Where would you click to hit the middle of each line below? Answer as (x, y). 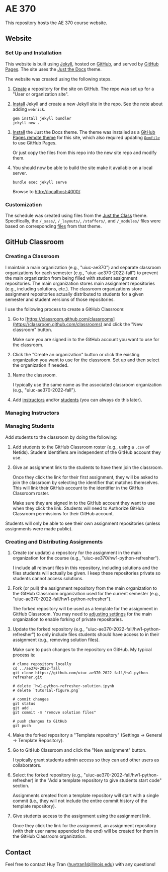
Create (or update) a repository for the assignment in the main (77, 553)
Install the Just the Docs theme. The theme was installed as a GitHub (84, 132)
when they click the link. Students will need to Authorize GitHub (78, 508)
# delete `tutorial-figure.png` (46, 691)
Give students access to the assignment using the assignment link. (81, 816)
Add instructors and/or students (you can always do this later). (77, 400)
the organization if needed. (40, 365)
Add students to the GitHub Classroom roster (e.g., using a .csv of (81, 447)
